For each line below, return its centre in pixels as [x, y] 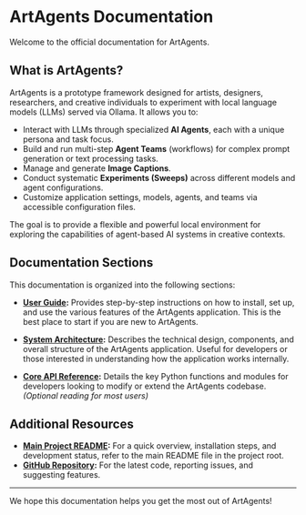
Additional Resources [71, 424]
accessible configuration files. [79, 207]
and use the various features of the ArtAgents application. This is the [152, 312]
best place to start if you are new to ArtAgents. [110, 321]
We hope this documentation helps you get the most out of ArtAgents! [141, 501]
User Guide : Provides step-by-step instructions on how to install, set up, [158, 302]
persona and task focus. [68, 139]
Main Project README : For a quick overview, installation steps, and [149, 446]
